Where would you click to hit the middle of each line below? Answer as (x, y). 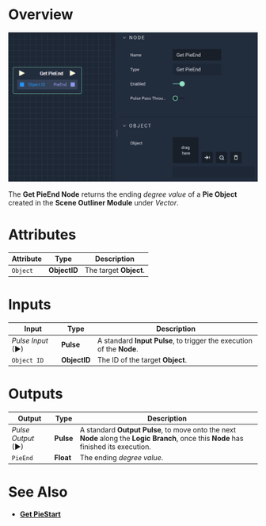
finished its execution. (116, 447)
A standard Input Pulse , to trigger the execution (175, 340)
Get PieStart (40, 514)
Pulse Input (30, 340)
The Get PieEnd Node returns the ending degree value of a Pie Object (123, 194)
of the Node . (118, 349)
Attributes (42, 234)
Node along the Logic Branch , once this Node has (161, 438)
